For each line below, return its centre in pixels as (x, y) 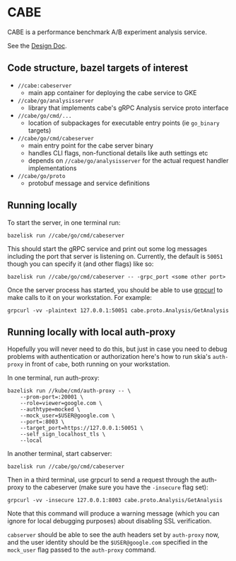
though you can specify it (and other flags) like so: (81, 264)
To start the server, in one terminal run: (64, 222)
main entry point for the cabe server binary (91, 145)
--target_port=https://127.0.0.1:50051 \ (82, 428)
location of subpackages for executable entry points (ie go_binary (124, 123)
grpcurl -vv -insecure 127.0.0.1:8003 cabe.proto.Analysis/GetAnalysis (115, 501)
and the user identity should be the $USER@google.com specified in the (108, 543)
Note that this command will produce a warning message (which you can (114, 513)
